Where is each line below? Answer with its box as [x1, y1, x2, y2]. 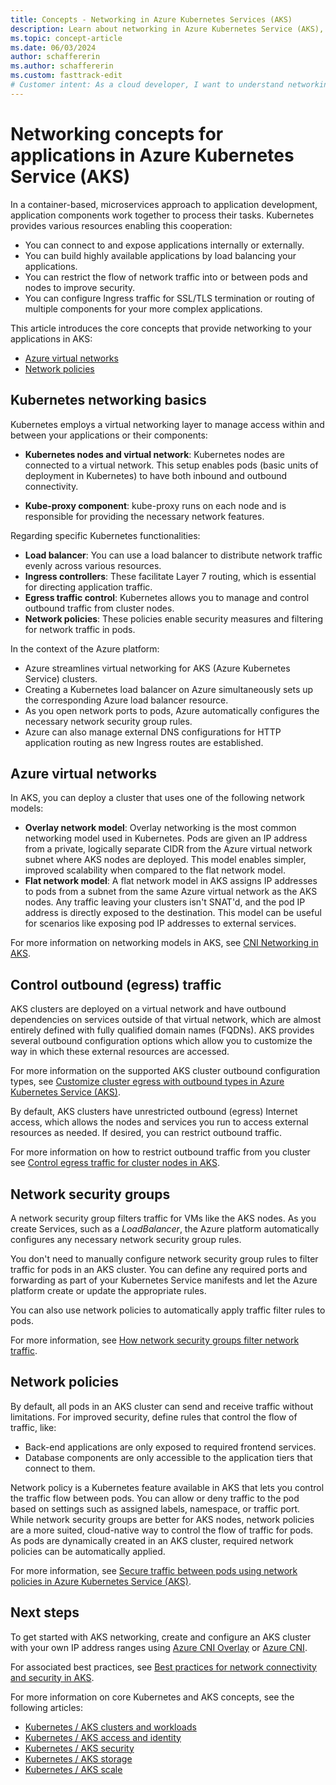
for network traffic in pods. [24, 623, 136, 635]
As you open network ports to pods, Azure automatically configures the [24, 704, 320, 716]
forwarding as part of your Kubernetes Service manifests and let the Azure [10, 1274, 318, 1286]
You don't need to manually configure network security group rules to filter [10, 1252, 319, 1265]
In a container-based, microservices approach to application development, [10, 198, 318, 210]
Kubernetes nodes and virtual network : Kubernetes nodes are [24, 448, 285, 460]
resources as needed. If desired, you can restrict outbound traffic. [10, 1127, 283, 1139]
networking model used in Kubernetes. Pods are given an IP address [24, 832, 308, 845]
